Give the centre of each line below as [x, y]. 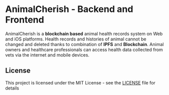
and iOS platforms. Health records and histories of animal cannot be [76, 39]
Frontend [25, 20]
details [12, 88]
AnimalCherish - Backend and [69, 9]
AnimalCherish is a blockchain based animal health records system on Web [84, 33]
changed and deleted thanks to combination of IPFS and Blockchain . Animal [84, 44]
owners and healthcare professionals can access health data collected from [84, 49]
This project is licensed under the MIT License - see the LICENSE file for [80, 82]
